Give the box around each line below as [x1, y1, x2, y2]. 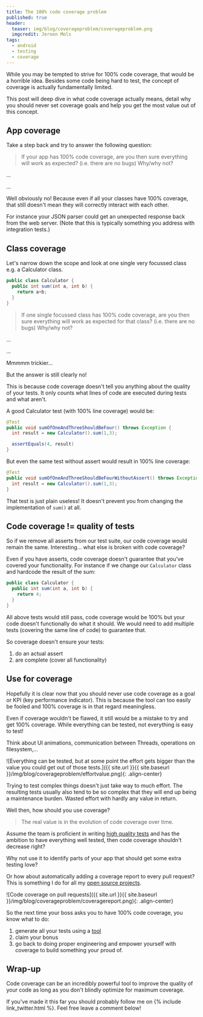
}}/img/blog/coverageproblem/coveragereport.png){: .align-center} [6, 897, 174, 904]
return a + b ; [17, 289, 47, 295]
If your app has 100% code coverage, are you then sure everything [21, 153, 188, 160]
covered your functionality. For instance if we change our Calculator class [6, 562, 192, 569]
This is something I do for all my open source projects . [6, 879, 142, 886]
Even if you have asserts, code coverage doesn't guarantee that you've [6, 555, 184, 563]
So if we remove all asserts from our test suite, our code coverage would [6, 537, 187, 545]
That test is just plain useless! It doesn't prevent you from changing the [6, 497, 183, 504]
